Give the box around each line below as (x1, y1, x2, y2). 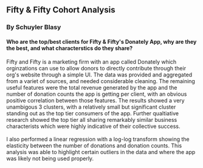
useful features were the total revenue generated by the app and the (6, 84, 177, 91)
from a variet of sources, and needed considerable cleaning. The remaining (6, 77, 196, 84)
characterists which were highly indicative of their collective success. (6, 123, 181, 130)
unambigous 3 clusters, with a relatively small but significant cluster (6, 103, 176, 110)
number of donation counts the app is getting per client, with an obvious (6, 90, 187, 98)
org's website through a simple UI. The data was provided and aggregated (6, 71, 193, 78)
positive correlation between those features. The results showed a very (6, 96, 185, 104)
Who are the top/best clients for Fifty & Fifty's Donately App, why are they (6, 38, 197, 45)
